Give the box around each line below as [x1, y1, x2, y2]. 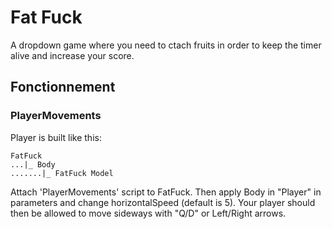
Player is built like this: [10, 131, 102, 143]
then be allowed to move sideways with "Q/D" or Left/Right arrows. [10, 207, 287, 219]
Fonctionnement [10, 79, 116, 96]
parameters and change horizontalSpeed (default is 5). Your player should [10, 196, 316, 208]
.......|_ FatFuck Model [10, 168, 114, 178]
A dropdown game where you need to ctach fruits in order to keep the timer [10, 39, 322, 51]
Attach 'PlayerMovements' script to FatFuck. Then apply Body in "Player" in [10, 186, 322, 198]
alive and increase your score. [10, 49, 135, 61]
